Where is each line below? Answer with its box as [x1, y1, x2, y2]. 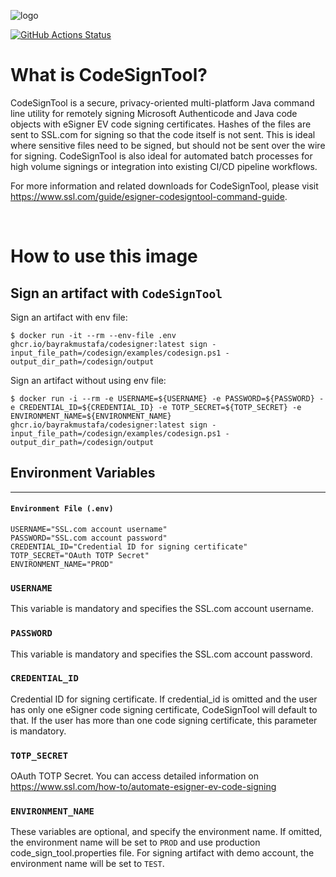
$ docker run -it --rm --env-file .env [10, 330, 177, 340]
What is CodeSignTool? [10, 64, 208, 87]
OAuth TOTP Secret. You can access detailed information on [10, 770, 260, 782]
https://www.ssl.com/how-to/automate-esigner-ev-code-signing [10, 781, 277, 793]
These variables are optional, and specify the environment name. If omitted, [10, 826, 323, 838]
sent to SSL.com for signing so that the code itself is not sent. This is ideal [10, 128, 316, 140]
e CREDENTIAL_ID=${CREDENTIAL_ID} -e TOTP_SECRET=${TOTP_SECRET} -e [10, 402, 302, 412]
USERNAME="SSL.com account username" [10, 524, 168, 534]
